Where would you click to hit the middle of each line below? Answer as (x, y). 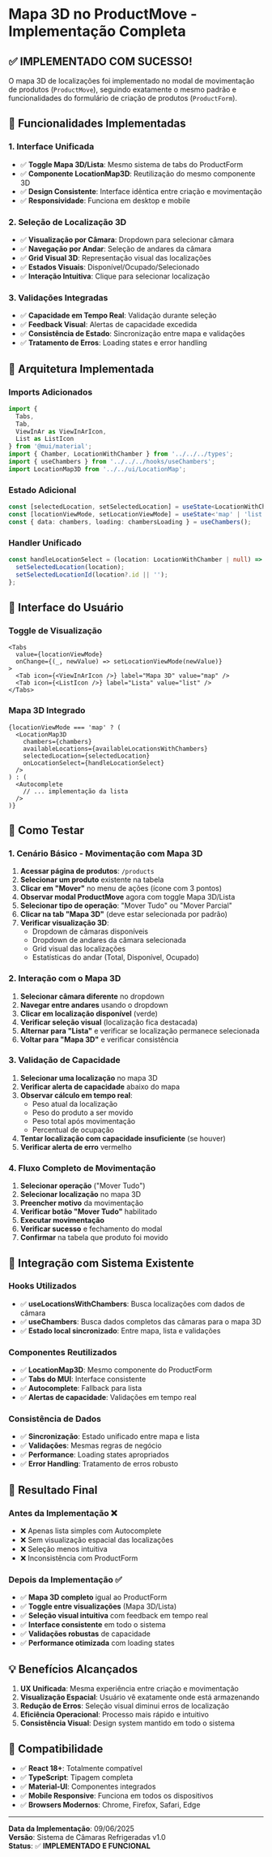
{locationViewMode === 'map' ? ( (65, 728)
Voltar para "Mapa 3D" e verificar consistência (99, 1039)
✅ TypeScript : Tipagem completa (76, 1777)
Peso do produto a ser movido (83, 1112)
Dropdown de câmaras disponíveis (90, 931)
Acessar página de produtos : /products (87, 871)
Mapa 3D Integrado (47, 710)
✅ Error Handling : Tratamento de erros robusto (99, 1464)
